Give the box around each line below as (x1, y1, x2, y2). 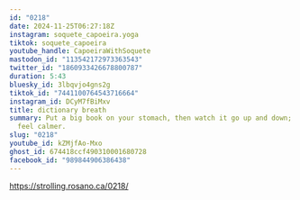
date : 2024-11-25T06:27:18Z (9, 22, 115, 31)
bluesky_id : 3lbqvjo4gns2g (9, 80, 111, 89)
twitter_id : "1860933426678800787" (9, 64, 143, 73)
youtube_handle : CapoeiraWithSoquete (9, 47, 151, 56)
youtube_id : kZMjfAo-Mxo (9, 139, 103, 148)
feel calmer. (17, 123, 67, 132)
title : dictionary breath (9, 105, 106, 114)
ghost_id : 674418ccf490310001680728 (9, 147, 147, 156)
